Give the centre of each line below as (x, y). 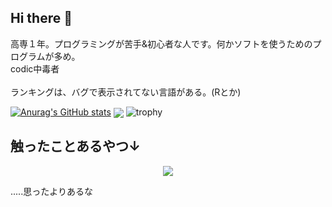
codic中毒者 (35, 68)
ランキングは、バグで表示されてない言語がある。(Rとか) (126, 92)
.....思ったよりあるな (51, 191)
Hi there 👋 (41, 18)
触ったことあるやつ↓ (76, 146)
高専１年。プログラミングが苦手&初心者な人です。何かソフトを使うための (161, 43)
